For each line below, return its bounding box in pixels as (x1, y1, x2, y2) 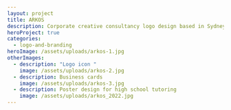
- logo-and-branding (13, 42, 72, 49)
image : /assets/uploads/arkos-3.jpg (19, 80, 125, 87)
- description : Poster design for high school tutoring (13, 86, 177, 93)
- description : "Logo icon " (13, 61, 97, 68)
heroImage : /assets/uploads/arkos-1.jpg (7, 49, 125, 55)
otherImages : (7, 55, 45, 61)
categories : (7, 36, 41, 42)
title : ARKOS (7, 16, 45, 23)
